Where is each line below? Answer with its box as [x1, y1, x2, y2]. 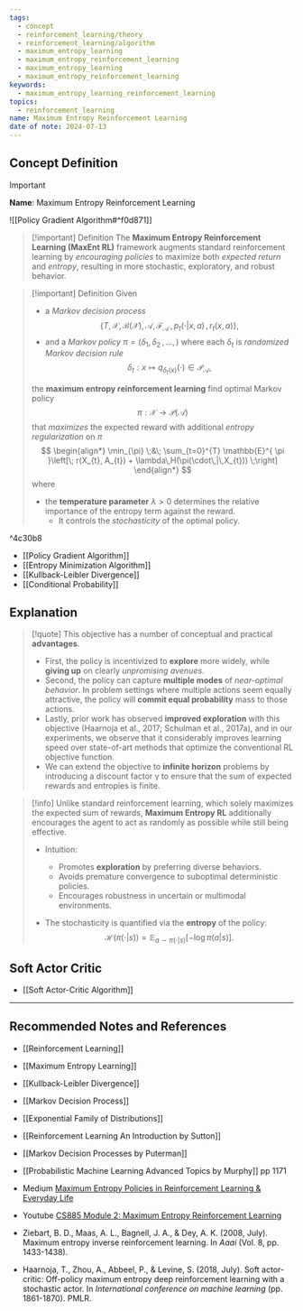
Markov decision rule [44, 348, 124, 359]
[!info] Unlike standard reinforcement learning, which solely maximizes [31, 798, 294, 808]
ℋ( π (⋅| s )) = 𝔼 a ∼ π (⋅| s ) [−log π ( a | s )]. [105, 932, 234, 946]
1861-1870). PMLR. [22, 1292, 92, 1304]
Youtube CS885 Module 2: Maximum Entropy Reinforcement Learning [22, 1210, 282, 1221]
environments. [58, 900, 113, 911]
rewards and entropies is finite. [44, 780, 161, 791]
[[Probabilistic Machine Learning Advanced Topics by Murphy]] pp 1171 [22, 1165, 287, 1176]
